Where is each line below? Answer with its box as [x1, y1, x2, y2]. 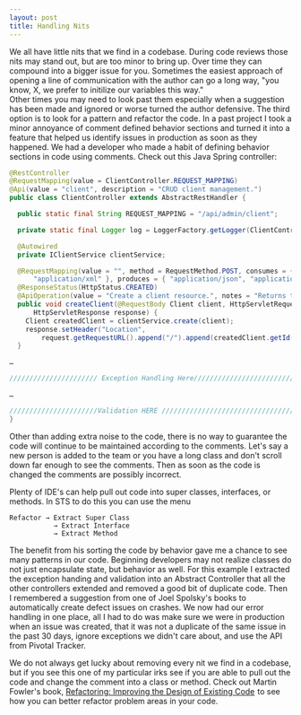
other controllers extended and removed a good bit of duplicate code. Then [9, 582, 288, 593]
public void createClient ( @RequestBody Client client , [17, 300, 227, 309]
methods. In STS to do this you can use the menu [9, 495, 191, 507]
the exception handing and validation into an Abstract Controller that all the [9, 573, 286, 584]
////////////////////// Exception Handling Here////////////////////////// [9, 374, 298, 383]
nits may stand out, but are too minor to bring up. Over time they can [9, 56, 262, 66]
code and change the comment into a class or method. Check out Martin [9, 676, 278, 687]
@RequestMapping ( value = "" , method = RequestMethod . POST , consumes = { [17, 266, 295, 275]
